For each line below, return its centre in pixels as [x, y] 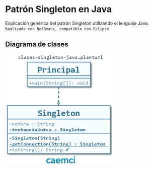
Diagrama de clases [37, 45]
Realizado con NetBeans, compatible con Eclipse [57, 29]
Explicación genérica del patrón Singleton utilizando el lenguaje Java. [77, 23]
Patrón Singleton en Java [59, 9]
